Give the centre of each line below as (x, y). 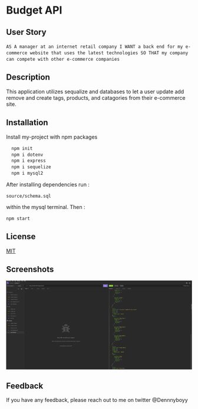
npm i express (29, 161)
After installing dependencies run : (48, 184)
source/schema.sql (29, 196)
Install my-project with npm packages (52, 137)
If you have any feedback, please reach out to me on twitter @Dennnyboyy (97, 400)
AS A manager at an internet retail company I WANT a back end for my (95, 47)
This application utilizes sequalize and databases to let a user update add (95, 91)
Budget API (34, 10)
